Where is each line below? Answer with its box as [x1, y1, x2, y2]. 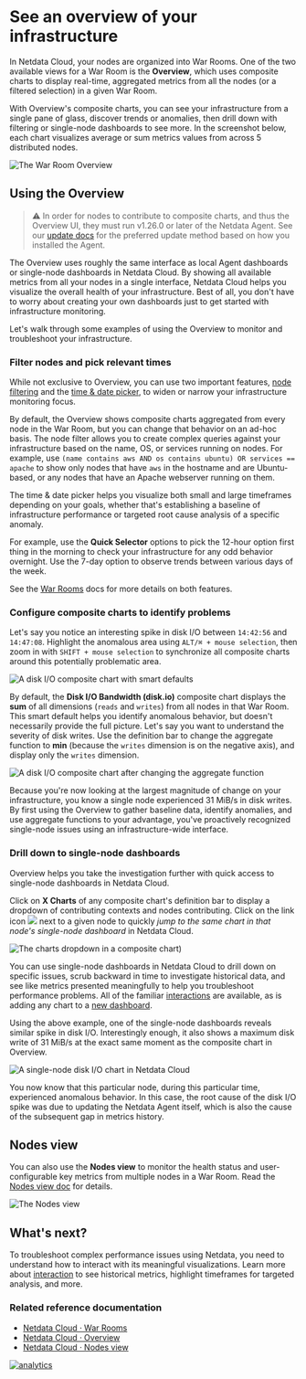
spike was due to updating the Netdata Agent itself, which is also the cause [9, 1101, 292, 1112]
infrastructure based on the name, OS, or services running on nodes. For [9, 443, 283, 454]
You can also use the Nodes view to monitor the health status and [9, 1162, 259, 1172]
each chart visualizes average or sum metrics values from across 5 [9, 132, 262, 143]
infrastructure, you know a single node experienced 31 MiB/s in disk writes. [9, 795, 292, 806]
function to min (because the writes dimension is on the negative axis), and [9, 740, 295, 751]
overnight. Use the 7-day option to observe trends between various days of [9, 556, 294, 568]
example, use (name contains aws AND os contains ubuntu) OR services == [9, 452, 295, 463]
